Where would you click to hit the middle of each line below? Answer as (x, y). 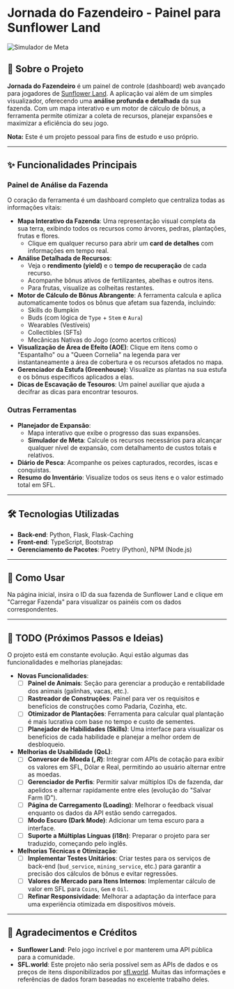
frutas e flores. (39, 236)
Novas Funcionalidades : (53, 676)
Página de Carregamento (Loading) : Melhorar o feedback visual (120, 804)
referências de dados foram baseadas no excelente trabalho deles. (114, 979)
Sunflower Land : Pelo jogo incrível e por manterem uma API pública (115, 949)
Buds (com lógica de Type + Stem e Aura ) (85, 318)
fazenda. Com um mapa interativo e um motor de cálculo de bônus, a (107, 108)
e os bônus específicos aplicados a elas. (76, 377)
